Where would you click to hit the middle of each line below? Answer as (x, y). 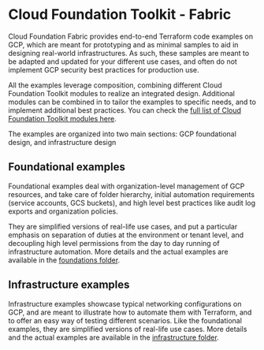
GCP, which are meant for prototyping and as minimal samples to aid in (123, 44)
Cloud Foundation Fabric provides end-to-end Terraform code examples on (131, 36)
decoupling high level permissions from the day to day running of (114, 243)
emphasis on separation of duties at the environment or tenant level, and (126, 235)
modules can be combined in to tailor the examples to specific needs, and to (132, 102)
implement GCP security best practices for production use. (104, 69)
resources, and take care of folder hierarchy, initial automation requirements (131, 194)
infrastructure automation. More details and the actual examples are (118, 251)
